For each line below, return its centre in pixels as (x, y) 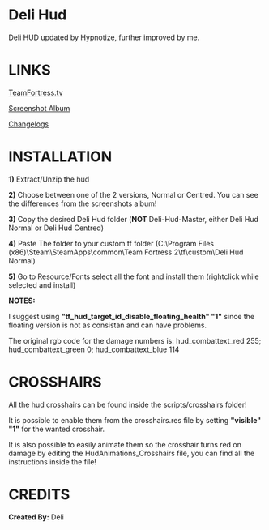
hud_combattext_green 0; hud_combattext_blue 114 (94, 349)
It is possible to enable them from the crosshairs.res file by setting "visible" (135, 420)
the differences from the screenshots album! (83, 203)
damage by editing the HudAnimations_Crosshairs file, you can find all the (132, 453)
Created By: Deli (36, 517)
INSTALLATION (60, 157)
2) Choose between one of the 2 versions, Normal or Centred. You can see (134, 194)
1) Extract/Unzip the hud (49, 179)
